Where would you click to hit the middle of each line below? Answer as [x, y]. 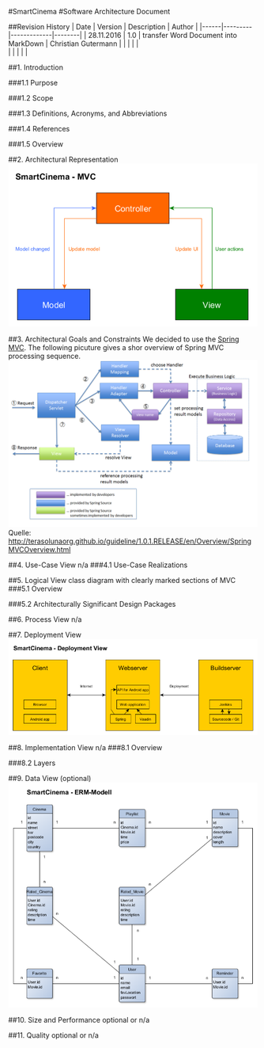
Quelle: [20, 532]
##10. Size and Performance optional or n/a [79, 1019]
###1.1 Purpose [33, 83]
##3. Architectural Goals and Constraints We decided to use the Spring [124, 339]
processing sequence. [45, 356]
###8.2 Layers [32, 763]
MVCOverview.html [40, 549]
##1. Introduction [36, 67]
